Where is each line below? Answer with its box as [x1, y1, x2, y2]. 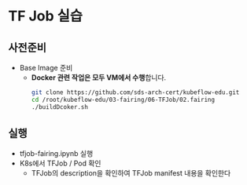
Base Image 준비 [19, 63, 73, 72]
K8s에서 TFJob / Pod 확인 [19, 158, 101, 169]
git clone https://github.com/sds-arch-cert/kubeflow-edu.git [31, 89, 240, 96]
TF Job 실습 [8, 7, 83, 25]
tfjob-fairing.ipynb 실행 [19, 149, 94, 158]
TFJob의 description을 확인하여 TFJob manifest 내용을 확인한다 [31, 169, 231, 178]
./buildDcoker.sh [31, 103, 89, 111]
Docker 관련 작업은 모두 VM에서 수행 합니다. [31, 73, 167, 82]
